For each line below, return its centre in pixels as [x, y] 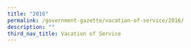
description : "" [31, 27]
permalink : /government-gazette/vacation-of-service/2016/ [96, 20]
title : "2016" [28, 14]
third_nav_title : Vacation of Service [64, 34]
